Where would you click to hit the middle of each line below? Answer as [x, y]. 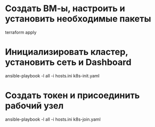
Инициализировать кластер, [66, 52]
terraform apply [21, 32]
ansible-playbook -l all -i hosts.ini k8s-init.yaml [52, 75]
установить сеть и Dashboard [68, 63]
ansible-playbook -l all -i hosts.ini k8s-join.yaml [53, 119]
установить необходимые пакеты [78, 19]
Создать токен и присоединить [73, 96]
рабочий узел [34, 106]
